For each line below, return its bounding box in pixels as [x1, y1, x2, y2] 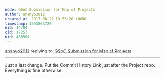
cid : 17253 [5, 30, 27, 35]
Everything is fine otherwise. [5, 67, 63, 73]
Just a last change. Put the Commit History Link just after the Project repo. [5, 62, 156, 68]
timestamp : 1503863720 [5, 21, 52, 26]
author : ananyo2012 [5, 12, 45, 17]
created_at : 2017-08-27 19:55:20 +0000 [5, 16, 87, 21]
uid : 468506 [5, 35, 29, 40]
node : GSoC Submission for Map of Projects [5, 7, 96, 12]
